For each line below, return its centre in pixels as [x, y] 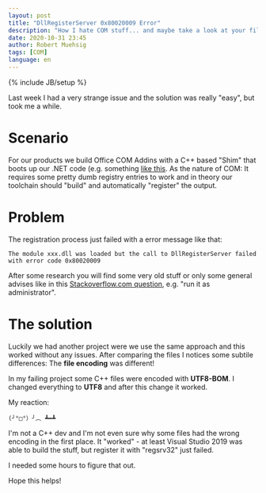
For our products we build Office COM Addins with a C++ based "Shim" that [132, 160]
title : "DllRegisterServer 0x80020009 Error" [84, 23]
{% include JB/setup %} [47, 82]
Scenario [38, 138]
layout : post [30, 15]
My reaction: [29, 402]
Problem [36, 217]
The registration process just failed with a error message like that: [116, 239]
